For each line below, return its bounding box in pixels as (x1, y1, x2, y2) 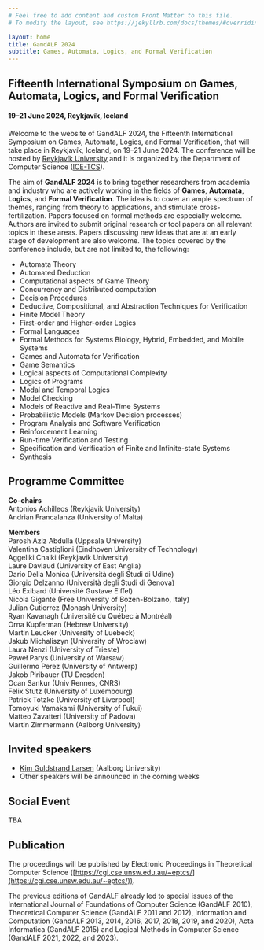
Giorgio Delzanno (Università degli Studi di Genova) (8, 578, 175, 587)
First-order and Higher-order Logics (19, 318, 136, 327)
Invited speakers (8, 742, 92, 756)
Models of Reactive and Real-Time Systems (19, 401, 161, 411)
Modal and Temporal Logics (19, 385, 110, 394)
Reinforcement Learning (19, 427, 98, 436)
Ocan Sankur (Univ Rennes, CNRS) (8, 678, 122, 687)
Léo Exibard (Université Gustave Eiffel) (8, 586, 134, 595)
